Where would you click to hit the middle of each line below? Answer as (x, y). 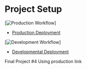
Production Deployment (36, 32)
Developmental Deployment (40, 52)
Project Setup (34, 9)
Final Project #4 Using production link (43, 61)
